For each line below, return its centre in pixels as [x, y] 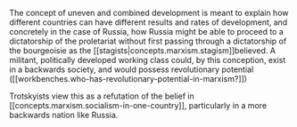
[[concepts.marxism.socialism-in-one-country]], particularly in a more [138, 105]
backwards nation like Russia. [64, 115]
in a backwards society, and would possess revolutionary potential [132, 69]
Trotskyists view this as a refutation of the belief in [102, 96]
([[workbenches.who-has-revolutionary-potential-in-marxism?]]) [128, 79]
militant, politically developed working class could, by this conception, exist [148, 60]
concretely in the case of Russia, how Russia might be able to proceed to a [146, 32]
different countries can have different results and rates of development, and [148, 22]
